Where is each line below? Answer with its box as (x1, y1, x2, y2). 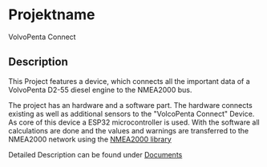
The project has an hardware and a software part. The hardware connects (8, 100, 253, 109)
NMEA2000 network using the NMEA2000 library (8, 134, 172, 144)
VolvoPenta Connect (8, 32, 76, 42)
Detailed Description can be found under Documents (8, 149, 183, 159)
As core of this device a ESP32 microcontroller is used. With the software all (8, 117, 260, 127)
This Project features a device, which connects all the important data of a (8, 76, 250, 85)
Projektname (8, 6, 95, 24)
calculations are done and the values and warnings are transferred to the (8, 125, 249, 135)
